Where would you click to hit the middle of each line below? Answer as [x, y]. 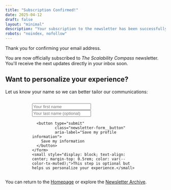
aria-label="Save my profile [85, 132]
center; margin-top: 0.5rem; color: [71, 159]
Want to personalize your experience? [67, 79]
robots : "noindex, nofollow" [36, 34]
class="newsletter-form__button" [90, 128]
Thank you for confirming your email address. [53, 48]
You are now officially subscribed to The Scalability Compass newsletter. [82, 58]
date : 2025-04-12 [24, 15]
